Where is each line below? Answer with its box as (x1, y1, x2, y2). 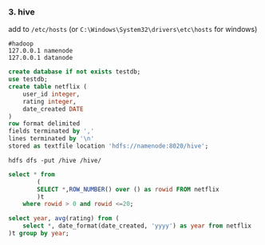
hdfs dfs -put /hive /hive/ (8, 156, 102, 164)
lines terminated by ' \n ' (8, 135, 94, 143)
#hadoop (8, 40, 34, 48)
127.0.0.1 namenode (8, 47, 73, 55)
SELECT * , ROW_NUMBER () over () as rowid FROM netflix (37, 185, 220, 193)
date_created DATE (22, 105, 84, 113)
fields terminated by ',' (8, 127, 94, 136)
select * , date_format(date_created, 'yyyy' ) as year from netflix (22, 222, 251, 230)
